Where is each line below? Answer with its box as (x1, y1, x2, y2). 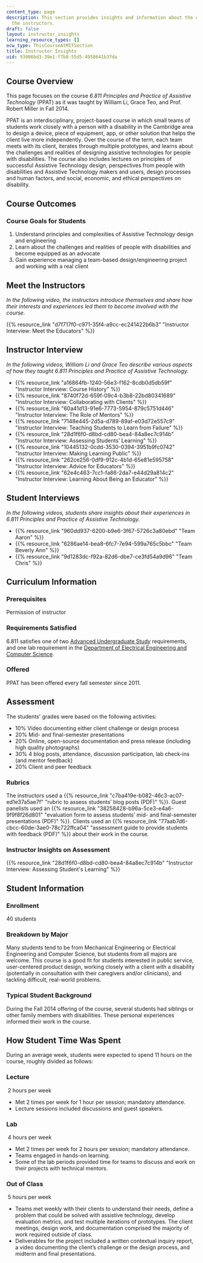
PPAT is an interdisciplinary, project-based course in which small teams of (6, 117, 190, 124)
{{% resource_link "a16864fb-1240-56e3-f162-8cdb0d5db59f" (14, 379, 172, 386)
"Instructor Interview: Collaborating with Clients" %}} (14, 398, 147, 405)
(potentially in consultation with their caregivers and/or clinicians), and (6, 970, 182, 977)
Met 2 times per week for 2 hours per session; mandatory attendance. (14, 1145, 190, 1152)
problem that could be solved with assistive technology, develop (14, 1212, 175, 1219)
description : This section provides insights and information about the (6, 15, 193, 21)
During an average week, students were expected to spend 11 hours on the (6, 1051, 192, 1059)
